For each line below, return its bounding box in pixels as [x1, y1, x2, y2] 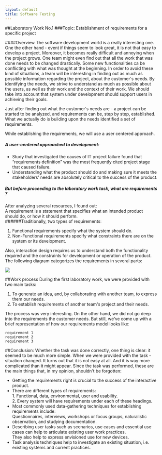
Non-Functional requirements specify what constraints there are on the [12, 233, 154, 239]
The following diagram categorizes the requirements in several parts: [5, 258, 143, 264]
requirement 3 [5, 339, 34, 344]
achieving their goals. [5, 96, 48, 102]
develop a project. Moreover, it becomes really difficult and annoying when [5, 50, 154, 56]
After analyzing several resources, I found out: [5, 203, 97, 209]
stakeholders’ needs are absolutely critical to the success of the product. [12, 174, 158, 180]
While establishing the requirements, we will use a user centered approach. [5, 131, 155, 136]
